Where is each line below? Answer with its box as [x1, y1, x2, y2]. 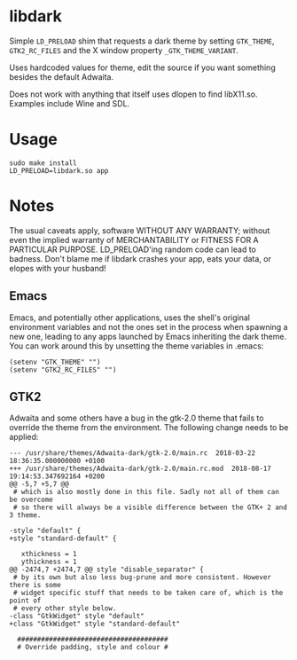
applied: [9, 432, 39, 443]
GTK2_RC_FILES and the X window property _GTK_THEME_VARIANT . [9, 44, 239, 55]
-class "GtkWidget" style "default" [9, 612, 145, 621]
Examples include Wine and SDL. [9, 98, 130, 108]
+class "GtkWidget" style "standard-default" [9, 619, 180, 629]
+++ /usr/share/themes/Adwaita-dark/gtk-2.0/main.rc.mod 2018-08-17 [9, 464, 272, 474]
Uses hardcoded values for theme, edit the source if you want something [9, 62, 277, 73]
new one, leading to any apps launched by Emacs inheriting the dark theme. [9, 331, 286, 342]
